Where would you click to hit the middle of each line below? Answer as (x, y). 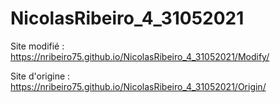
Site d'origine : (40, 76)
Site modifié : (37, 46)
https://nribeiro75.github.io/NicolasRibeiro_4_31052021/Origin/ (138, 86)
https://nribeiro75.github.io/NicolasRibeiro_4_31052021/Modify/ (140, 56)
